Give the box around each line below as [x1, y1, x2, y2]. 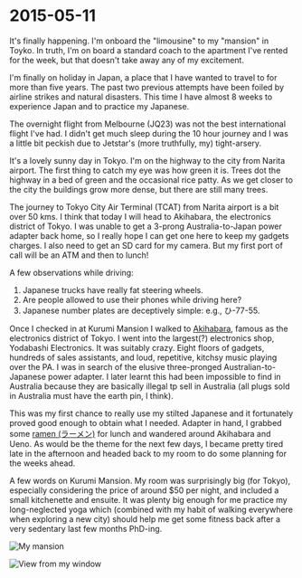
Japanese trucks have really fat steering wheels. [22, 284, 203, 295]
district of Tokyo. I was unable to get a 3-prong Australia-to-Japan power [9, 221, 283, 232]
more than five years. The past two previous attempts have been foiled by [9, 81, 285, 92]
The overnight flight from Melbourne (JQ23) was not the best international [9, 118, 287, 129]
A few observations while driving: [9, 267, 134, 278]
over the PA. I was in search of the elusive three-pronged [9, 361, 222, 372]
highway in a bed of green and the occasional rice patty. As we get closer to [9, 174, 294, 185]
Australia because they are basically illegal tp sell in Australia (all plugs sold [9, 381, 290, 392]
